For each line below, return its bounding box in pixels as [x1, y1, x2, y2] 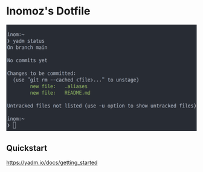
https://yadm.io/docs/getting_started [6, 159, 98, 167]
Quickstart [6, 143, 48, 153]
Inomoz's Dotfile [6, 4, 91, 18]
